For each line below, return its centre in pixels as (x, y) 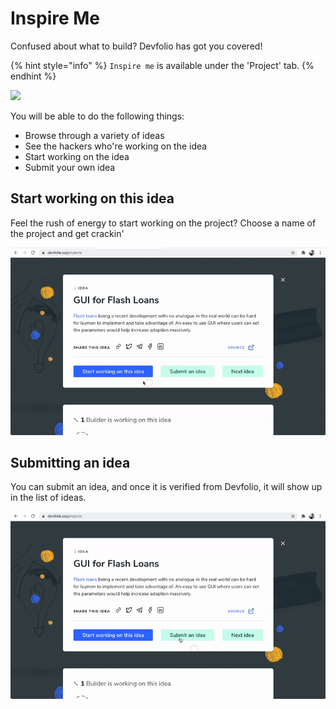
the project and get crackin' (67, 233)
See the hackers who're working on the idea (116, 146)
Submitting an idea (70, 463)
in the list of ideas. (48, 498)
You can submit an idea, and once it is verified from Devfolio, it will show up (166, 487)
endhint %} (33, 76)
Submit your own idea (70, 167)
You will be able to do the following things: (97, 116)
